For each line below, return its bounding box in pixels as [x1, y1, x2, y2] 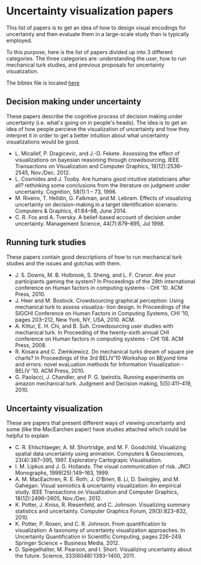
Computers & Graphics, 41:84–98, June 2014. [14, 207, 127, 214]
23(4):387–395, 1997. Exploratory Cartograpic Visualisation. [14, 456, 163, 464]
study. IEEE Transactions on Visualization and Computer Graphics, [14, 488, 179, 496]
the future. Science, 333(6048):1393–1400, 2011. [14, 552, 136, 560]
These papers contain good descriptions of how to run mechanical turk [6, 253, 182, 261]
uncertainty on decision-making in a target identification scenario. [14, 201, 179, 208]
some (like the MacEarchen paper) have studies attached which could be [6, 426, 187, 433]
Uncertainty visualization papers [6, 4, 173, 18]
